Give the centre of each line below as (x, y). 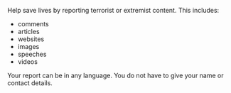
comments (33, 24)
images (28, 46)
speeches (32, 54)
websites (31, 39)
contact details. (30, 83)
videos (27, 62)
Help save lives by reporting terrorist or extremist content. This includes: (113, 10)
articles (29, 32)
